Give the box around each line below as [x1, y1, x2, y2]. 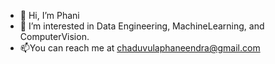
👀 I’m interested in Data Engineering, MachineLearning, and [19, 20, 265, 32]
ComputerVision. [19, 31, 90, 42]
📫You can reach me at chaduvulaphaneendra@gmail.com [19, 42, 261, 54]
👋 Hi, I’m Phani [19, 10, 80, 21]
